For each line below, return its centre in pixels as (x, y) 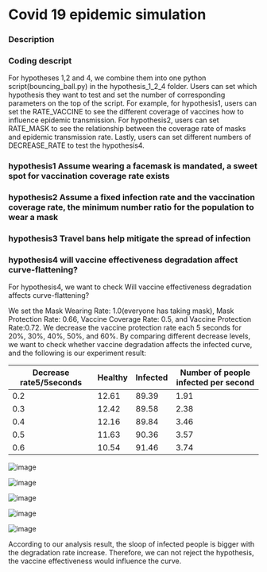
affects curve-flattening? (49, 296)
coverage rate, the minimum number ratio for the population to (131, 207)
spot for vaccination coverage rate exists (89, 176)
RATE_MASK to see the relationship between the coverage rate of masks (127, 129)
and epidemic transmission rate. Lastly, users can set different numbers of (130, 137)
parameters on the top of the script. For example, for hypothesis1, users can (132, 103)
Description (31, 40)
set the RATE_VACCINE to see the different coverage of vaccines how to (126, 112)
